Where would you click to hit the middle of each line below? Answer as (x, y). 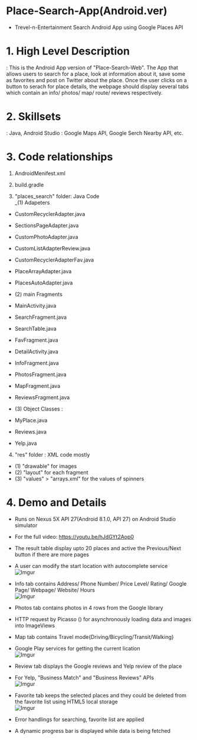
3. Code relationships (60, 157)
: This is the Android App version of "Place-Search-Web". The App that (92, 67)
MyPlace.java (31, 420)
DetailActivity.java (37, 351)
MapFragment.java (37, 386)
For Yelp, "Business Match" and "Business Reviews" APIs (84, 677)
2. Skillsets (34, 117)
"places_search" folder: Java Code (57, 196)
